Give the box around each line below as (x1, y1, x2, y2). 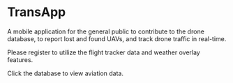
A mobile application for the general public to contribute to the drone (7, 27, 204, 36)
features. (7, 55, 33, 63)
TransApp (7, 4, 66, 20)
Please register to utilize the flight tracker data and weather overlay (7, 48, 200, 56)
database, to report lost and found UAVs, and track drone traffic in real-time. (7, 34, 227, 43)
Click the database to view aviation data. (7, 69, 124, 77)
